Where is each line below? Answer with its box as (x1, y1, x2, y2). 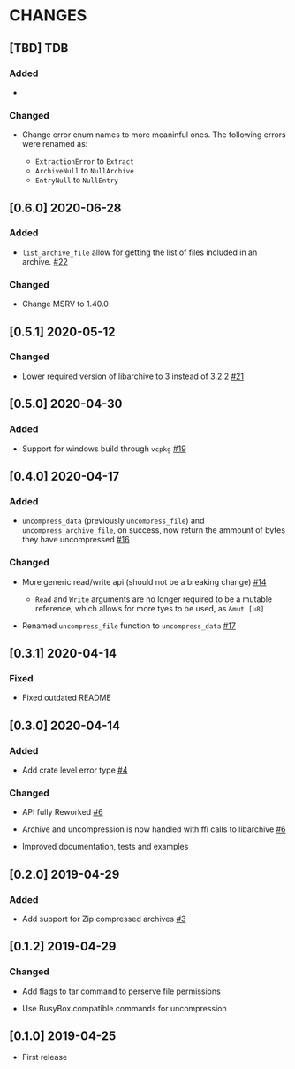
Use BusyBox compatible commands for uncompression (21, 1003, 227, 1013)
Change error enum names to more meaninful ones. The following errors (21, 129, 287, 140)
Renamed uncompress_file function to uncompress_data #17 (21, 620, 237, 631)
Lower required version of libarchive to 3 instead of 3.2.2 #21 (21, 371, 245, 381)
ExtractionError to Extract (34, 156, 134, 166)
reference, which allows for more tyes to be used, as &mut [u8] (34, 603, 265, 613)
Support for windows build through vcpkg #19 (21, 443, 187, 454)
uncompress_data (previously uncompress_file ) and (21, 515, 205, 527)
